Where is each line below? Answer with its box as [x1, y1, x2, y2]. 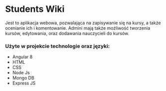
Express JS [12, 80, 36, 86]
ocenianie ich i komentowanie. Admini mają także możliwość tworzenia [5, 25, 151, 31]
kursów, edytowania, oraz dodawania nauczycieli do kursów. [5, 30, 129, 36]
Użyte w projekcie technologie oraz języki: [5, 43, 110, 49]
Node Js [12, 70, 30, 76]
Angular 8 [12, 54, 33, 60]
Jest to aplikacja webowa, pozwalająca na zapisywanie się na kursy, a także [5, 20, 161, 26]
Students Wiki [5, 3, 65, 15]
